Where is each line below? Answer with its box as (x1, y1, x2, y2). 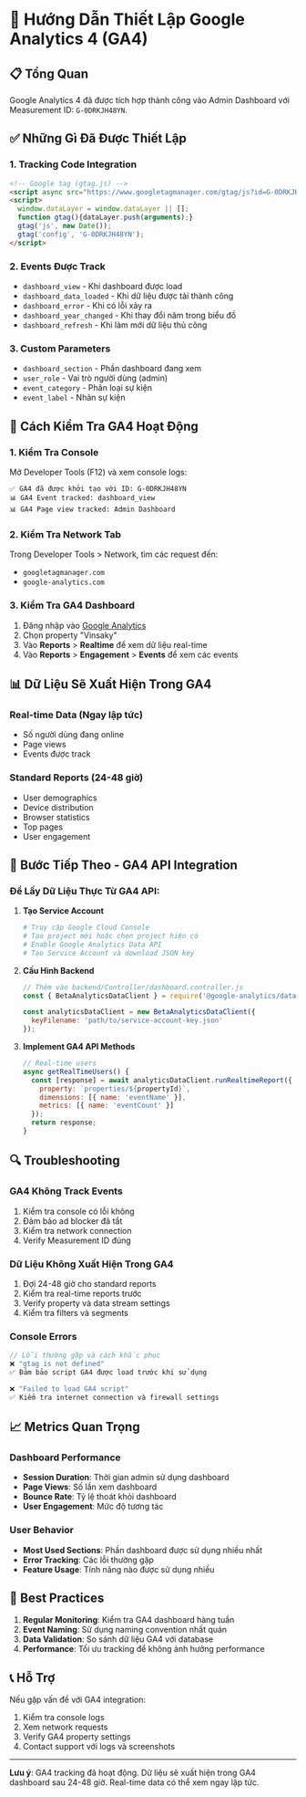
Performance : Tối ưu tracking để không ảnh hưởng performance (22, 1644, 266, 1655)
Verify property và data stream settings (22, 1297, 170, 1309)
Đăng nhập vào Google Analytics (22, 620, 147, 631)
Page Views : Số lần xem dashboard (22, 1481, 158, 1492)
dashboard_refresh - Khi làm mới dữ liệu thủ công (22, 319, 208, 330)
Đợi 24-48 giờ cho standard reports (22, 1278, 157, 1289)
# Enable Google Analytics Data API (22, 940, 162, 949)
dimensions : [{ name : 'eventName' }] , (39, 1092, 187, 1102)
